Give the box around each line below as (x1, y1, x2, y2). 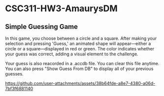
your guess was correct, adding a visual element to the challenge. (5, 51, 138, 57)
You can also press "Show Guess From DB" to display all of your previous (5, 66, 154, 72)
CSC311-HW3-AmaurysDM (5, 3, 118, 14)
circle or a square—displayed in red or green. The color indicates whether (5, 46, 155, 51)
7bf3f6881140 (5, 86, 33, 91)
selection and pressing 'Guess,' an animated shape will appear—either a (5, 41, 151, 47)
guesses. (5, 71, 24, 76)
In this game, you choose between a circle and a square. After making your (5, 35, 157, 41)
